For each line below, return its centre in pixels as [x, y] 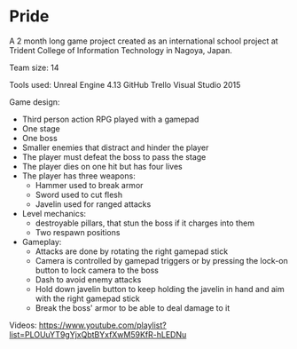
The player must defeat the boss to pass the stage [114, 156]
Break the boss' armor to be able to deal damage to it [133, 307]
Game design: [35, 102]
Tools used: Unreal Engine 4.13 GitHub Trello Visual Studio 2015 [125, 84]
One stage [41, 128]
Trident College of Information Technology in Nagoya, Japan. [121, 50]
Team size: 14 [34, 67]
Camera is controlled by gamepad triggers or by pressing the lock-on [161, 260]
